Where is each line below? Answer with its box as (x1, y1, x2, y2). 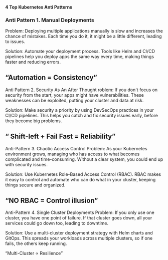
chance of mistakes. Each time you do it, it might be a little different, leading (5, 33, 162, 39)
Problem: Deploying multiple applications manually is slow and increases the (5, 28, 163, 34)
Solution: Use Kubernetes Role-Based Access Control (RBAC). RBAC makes (5, 171, 161, 177)
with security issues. (5, 161, 48, 167)
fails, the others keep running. (5, 240, 67, 246)
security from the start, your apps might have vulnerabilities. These (5, 92, 144, 98)
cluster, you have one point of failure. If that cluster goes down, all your (5, 215, 152, 221)
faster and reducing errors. (5, 59, 61, 65)
